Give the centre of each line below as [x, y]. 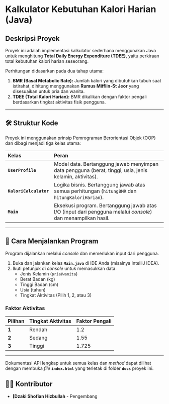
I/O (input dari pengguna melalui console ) [103, 212]
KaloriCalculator [28, 191]
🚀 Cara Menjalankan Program [52, 241]
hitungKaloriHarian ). [79, 197]
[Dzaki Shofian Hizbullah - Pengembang [55, 396]
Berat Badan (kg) [37, 279]
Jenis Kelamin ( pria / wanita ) [49, 274]
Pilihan [16, 321]
